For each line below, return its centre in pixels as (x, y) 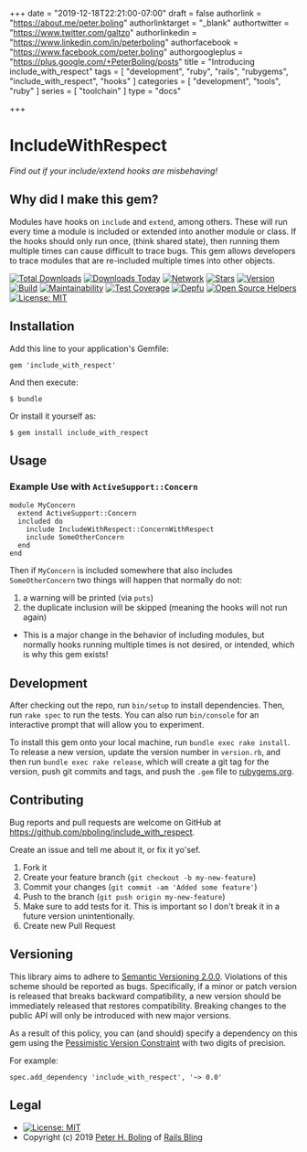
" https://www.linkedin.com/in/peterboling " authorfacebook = (124, 42)
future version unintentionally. (79, 916)
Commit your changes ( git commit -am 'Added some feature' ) (140, 887)
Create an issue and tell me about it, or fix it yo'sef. (105, 849)
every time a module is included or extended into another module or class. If (153, 231)
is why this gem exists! (65, 655)
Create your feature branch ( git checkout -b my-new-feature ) (139, 877)
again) (35, 617)
